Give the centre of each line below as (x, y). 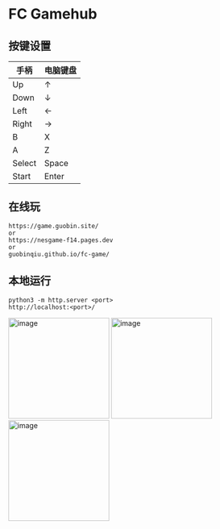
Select (25, 163)
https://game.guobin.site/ (54, 226)
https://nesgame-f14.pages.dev (61, 240)
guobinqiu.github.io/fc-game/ (59, 254)
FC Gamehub (53, 14)
